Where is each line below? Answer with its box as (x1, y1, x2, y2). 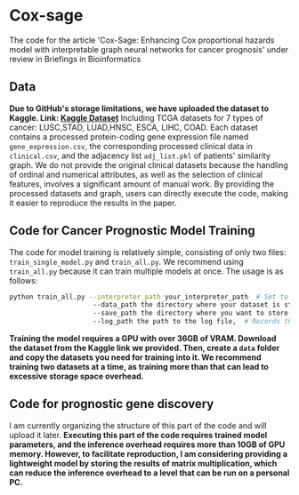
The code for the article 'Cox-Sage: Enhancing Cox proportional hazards (9, 35, 275, 45)
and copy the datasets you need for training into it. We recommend (9, 352, 262, 363)
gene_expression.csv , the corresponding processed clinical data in (9, 140, 254, 151)
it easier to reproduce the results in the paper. (9, 197, 177, 208)
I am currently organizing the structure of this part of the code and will (9, 419, 267, 431)
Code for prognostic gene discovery (9, 396, 214, 411)
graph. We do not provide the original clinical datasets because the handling (9, 159, 289, 170)
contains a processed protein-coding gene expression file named (9, 131, 249, 142)
